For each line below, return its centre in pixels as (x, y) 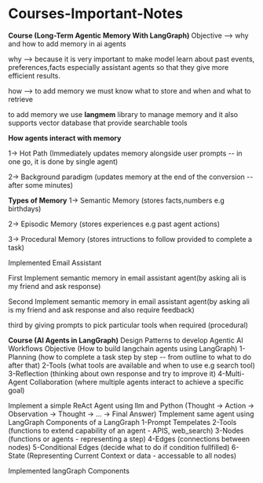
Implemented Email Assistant (55, 262)
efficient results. (35, 75)
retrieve (21, 99)
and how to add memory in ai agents (68, 43)
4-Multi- (231, 373)
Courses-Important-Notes (95, 14)
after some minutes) (40, 185)
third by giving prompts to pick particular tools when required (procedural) (128, 325)
